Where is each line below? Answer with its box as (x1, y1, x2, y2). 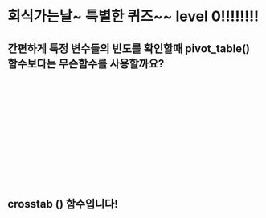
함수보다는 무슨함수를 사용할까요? (7, 57, 165, 71)
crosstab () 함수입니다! (7, 197, 118, 211)
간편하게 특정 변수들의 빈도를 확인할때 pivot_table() (7, 42, 251, 55)
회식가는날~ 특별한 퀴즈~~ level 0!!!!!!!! (7, 7, 260, 26)
